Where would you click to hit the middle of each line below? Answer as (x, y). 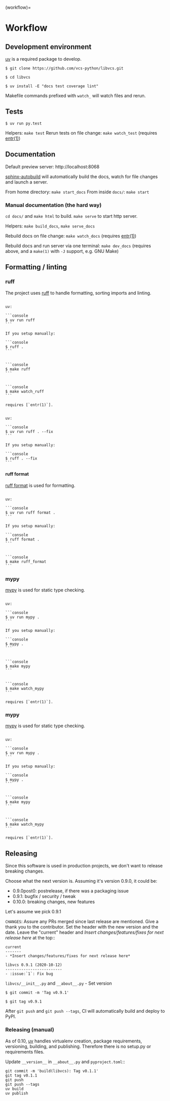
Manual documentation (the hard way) (54, 205)
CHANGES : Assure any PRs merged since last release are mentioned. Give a (82, 921)
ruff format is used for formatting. (40, 485)
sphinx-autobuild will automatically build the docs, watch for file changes (82, 176)
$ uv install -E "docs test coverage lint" (52, 86)
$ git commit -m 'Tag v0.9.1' (37, 993)
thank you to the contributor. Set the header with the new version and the (82, 927)
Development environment (48, 47)
